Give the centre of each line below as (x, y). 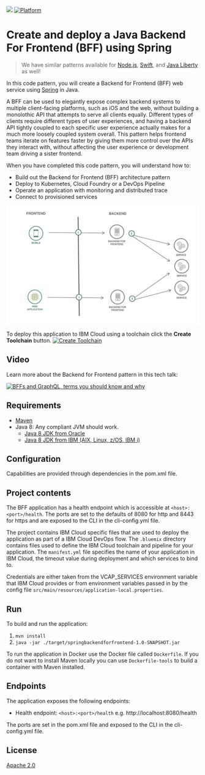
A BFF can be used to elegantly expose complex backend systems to (93, 102)
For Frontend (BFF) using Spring (89, 48)
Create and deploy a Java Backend (96, 35)
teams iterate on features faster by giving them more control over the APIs (100, 140)
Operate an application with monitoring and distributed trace (91, 190)
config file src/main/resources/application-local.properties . (85, 590)
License (22, 750)
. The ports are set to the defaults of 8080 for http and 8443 (118, 514)
